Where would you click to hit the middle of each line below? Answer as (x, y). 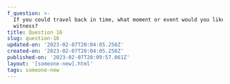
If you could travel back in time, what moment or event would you (112, 20)
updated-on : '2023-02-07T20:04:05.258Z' (66, 45)
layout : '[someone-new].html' (50, 64)
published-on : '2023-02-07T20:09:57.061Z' (68, 58)
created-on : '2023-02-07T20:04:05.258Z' (66, 51)
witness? (26, 26)
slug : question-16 (33, 39)
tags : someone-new (33, 70)
